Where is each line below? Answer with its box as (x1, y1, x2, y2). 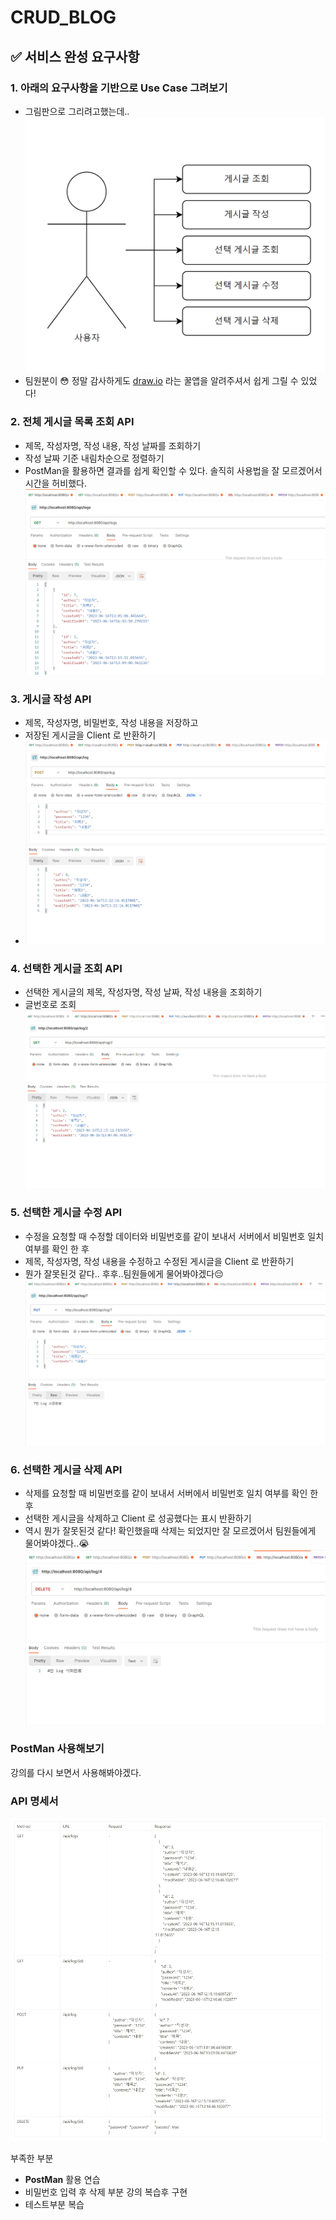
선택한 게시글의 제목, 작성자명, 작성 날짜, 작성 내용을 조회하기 (24, 986, 263, 998)
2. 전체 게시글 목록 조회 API (10, 415, 135, 429)
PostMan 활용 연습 (24, 2173, 101, 2185)
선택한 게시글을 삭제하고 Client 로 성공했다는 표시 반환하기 (24, 1512, 252, 1525)
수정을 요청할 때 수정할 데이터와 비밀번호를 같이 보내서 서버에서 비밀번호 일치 (24, 1230, 325, 1242)
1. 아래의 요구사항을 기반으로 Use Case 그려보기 (10, 81, 228, 95)
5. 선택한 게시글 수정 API (10, 1206, 123, 1220)
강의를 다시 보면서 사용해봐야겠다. (10, 1766, 142, 1778)
